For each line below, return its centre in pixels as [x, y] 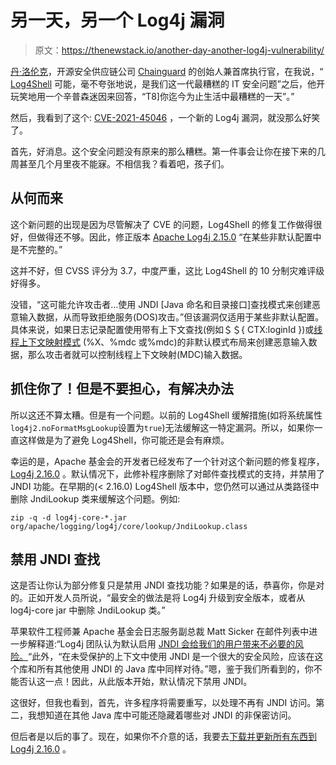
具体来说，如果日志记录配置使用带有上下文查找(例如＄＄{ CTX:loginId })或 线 [166, 329]
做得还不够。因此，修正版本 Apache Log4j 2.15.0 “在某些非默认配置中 [179, 237]
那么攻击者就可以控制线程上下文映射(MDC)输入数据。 [137, 354]
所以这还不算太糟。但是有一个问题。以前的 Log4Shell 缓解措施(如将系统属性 [166, 415]
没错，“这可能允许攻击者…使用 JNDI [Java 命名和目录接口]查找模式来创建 [161, 304]
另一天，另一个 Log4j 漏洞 [117, 20]
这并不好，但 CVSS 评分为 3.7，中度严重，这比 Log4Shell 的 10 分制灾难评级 [167, 270]
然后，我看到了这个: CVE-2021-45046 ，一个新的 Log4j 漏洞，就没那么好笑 [165, 117]
